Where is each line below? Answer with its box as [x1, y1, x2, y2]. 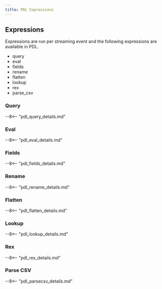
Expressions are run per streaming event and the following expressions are [5, 38, 157, 44]
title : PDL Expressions [5, 7, 54, 12]
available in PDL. [5, 44, 39, 50]
